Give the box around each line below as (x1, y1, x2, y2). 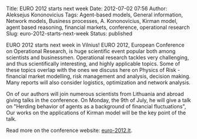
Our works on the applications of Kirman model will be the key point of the (6, 109, 186, 116)
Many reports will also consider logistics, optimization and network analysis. (6, 79, 191, 86)
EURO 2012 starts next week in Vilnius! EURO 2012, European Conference (6, 41, 185, 48)
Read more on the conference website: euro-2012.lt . (6, 127, 132, 134)
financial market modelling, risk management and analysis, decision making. (6, 73, 191, 80)
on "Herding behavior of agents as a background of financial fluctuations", (6, 103, 186, 110)
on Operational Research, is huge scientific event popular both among (6, 48, 176, 55)
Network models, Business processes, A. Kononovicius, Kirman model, (6, 18, 178, 24)
